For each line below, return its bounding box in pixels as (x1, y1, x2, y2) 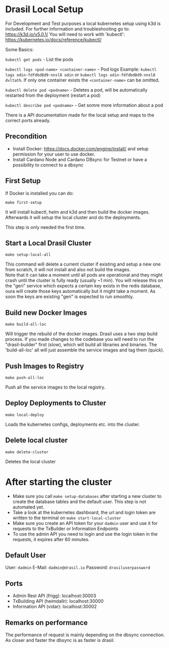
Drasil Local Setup (5, 4, 84, 15)
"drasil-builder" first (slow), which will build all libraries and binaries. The (5, 342, 157, 348)
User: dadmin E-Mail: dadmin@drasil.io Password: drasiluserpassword (5, 565, 151, 571)
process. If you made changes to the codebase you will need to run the (5, 336, 154, 342)
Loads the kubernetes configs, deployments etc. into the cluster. (5, 421, 141, 427)
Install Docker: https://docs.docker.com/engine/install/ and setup (12, 145, 149, 152)
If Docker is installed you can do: (5, 190, 74, 196)
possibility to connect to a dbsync (12, 162, 84, 168)
